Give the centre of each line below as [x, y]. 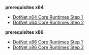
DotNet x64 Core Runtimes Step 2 [48, 22]
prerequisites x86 [25, 32]
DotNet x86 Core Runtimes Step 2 [48, 47]
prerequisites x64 [25, 7]
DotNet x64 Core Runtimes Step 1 [48, 17]
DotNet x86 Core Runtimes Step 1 [48, 42]
